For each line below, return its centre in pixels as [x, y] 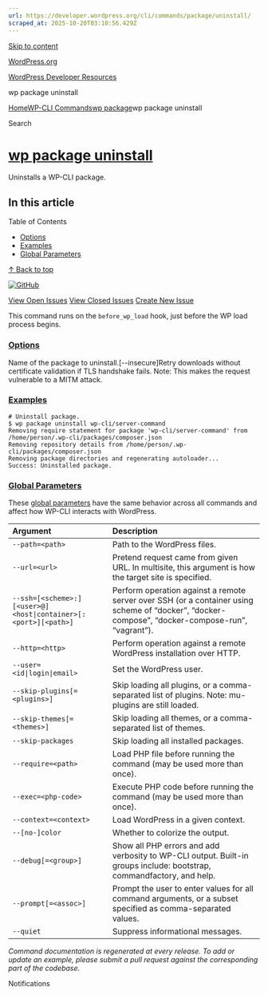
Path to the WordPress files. [164, 545]
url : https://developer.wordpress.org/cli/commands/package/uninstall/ [130, 16]
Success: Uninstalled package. [60, 465]
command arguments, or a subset [175, 898]
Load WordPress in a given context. [179, 820]
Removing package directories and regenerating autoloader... [114, 458]
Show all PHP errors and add [166, 846]
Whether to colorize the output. [171, 833]
